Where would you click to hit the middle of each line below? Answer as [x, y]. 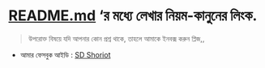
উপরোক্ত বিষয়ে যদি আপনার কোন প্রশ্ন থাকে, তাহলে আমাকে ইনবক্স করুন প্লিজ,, [116, 38]
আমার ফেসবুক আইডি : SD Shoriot [65, 54]
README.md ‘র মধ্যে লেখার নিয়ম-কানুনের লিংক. [133, 16]
